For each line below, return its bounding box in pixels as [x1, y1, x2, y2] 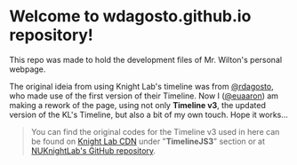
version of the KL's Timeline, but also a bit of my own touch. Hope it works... [9, 109, 289, 120]
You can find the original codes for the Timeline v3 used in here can [30, 126, 280, 137]
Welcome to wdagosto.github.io [9, 6, 252, 27]
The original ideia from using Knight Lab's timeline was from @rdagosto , [9, 81, 274, 91]
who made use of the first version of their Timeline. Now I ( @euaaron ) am [9, 90, 278, 101]
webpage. [9, 64, 46, 75]
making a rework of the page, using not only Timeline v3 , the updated [9, 99, 267, 110]
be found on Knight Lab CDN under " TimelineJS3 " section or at [30, 136, 265, 146]
